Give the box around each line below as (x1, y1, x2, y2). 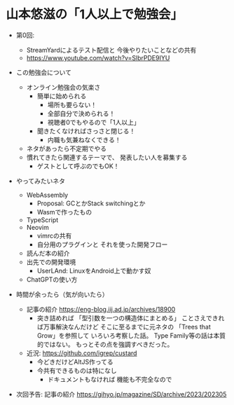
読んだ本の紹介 (26, 249, 70, 257)
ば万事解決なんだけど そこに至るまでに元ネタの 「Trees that (36, 322, 211, 331)
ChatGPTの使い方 (26, 275, 78, 284)
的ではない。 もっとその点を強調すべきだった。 (36, 340, 174, 348)
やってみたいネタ (15, 177, 66, 185)
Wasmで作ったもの (36, 207, 92, 216)
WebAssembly (26, 191, 69, 199)
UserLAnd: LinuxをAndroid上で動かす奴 (36, 266, 151, 275)
